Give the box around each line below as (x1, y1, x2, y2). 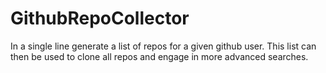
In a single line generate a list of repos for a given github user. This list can (10, 40, 317, 52)
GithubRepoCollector (10, 7, 190, 30)
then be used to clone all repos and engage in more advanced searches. (10, 50, 309, 62)
